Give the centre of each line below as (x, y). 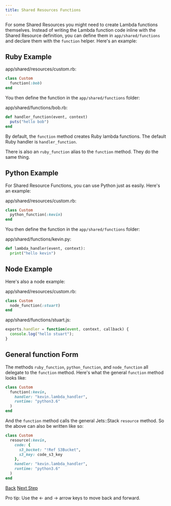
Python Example (32, 173)
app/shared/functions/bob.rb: (36, 108)
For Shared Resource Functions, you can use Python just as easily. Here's (83, 185)
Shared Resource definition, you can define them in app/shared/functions (83, 35)
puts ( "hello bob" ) (30, 122)
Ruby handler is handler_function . (41, 141)
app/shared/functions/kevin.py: (38, 239)
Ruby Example (29, 57)
